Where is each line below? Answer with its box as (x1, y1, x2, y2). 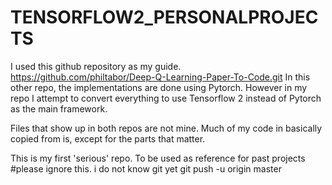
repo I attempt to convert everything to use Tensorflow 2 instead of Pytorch (10, 92, 322, 104)
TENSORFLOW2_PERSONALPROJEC (10, 6, 319, 29)
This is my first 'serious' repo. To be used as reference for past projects (10, 152, 306, 164)
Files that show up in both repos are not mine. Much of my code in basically (10, 122, 323, 134)
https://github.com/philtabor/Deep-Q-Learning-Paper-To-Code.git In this (10, 71, 311, 83)
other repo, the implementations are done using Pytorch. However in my (10, 81, 308, 93)
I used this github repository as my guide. (10, 60, 182, 72)
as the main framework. (10, 102, 108, 115)
